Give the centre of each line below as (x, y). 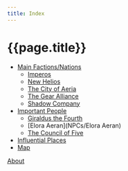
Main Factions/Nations (49, 67)
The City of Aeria (52, 89)
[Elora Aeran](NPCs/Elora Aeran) (74, 125)
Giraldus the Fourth (55, 118)
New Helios (44, 81)
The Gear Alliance (53, 96)
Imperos (39, 74)
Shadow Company (54, 103)
